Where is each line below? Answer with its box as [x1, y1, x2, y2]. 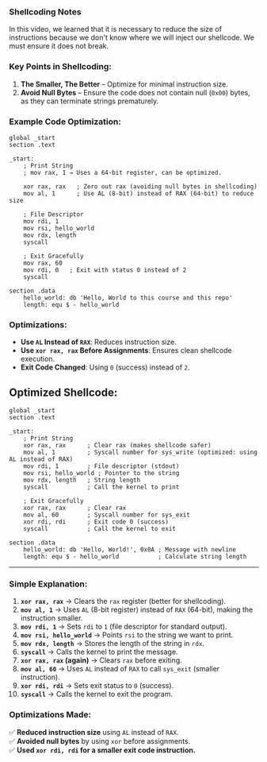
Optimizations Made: [9, 710, 92, 721]
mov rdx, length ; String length [23, 476, 141, 484]
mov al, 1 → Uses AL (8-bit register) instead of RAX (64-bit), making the [20, 605, 254, 614]
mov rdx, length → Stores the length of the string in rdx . [20, 639, 205, 648]
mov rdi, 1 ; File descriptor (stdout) [23, 462, 180, 470]
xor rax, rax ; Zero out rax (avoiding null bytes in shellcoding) [23, 182, 258, 191]
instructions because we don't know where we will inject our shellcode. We [9, 33, 254, 42]
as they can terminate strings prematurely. [20, 96, 159, 106]
